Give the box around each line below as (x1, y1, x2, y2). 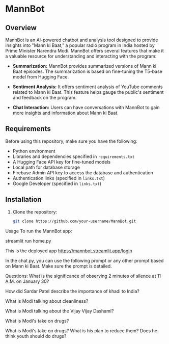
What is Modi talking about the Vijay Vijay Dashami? (5, 308, 114, 314)
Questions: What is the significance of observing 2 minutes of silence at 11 (5, 273, 161, 279)
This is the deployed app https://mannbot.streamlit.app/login (5, 248, 132, 254)
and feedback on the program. (12, 95, 77, 100)
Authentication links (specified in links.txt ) (12, 175, 105, 181)
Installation (5, 195, 42, 204)
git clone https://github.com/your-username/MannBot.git (12, 219, 136, 224)
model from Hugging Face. (12, 74, 69, 80)
